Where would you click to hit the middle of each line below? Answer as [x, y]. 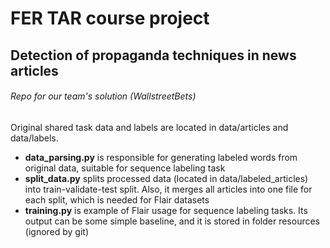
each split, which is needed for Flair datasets [117, 199]
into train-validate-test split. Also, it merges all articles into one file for [168, 189]
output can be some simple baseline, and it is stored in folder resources [172, 221]
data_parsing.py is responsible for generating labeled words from [161, 157]
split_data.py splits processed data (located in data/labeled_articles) [166, 178]
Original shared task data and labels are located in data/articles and [149, 127]
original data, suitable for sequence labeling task [125, 168]
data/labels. [34, 138]
